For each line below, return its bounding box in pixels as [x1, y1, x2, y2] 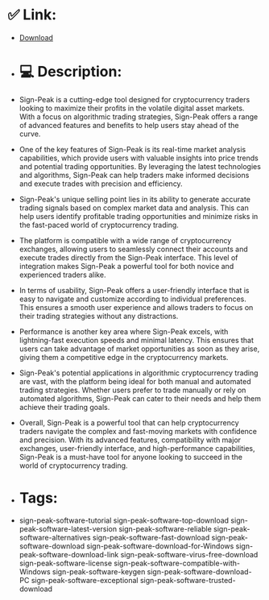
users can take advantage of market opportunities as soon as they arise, [19, 344, 260, 354]
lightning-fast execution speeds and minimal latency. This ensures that [19, 335, 255, 345]
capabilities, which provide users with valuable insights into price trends [19, 153, 259, 163]
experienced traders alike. [19, 270, 106, 279]
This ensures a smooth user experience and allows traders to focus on [19, 302, 254, 312]
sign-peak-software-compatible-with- [114, 558, 241, 568]
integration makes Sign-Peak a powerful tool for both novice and [19, 261, 234, 271]
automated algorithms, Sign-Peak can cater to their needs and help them [19, 393, 262, 403]
